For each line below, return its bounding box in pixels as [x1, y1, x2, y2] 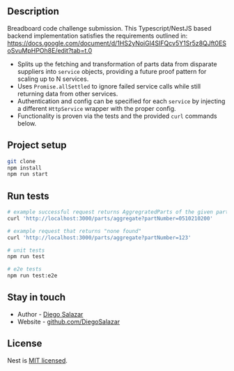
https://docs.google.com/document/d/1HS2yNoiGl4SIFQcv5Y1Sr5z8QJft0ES [7, 38, 227, 47]
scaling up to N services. [17, 75, 89, 83]
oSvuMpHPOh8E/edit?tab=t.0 [7, 46, 93, 54]
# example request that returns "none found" [7, 227, 141, 234]
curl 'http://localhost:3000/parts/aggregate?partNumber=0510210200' [7, 215, 214, 222]
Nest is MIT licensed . [7, 356, 68, 365]
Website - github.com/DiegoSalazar [17, 317, 120, 326]
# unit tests [7, 247, 45, 254]
